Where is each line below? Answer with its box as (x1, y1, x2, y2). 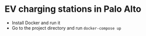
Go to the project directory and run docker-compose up (11, 25, 121, 31)
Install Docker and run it (11, 20, 61, 26)
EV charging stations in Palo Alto (4, 3, 142, 15)
